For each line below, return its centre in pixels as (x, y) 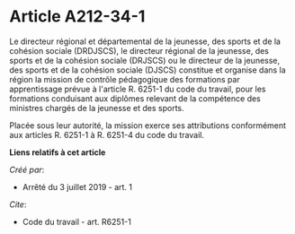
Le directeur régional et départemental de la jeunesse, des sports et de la (145, 41)
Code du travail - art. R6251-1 (77, 221)
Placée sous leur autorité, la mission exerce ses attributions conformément (147, 125)
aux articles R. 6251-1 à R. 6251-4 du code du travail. (107, 134)
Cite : (18, 204)
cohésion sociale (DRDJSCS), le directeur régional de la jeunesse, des (139, 50)
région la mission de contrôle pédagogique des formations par (125, 79)
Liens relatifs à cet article (58, 152)
